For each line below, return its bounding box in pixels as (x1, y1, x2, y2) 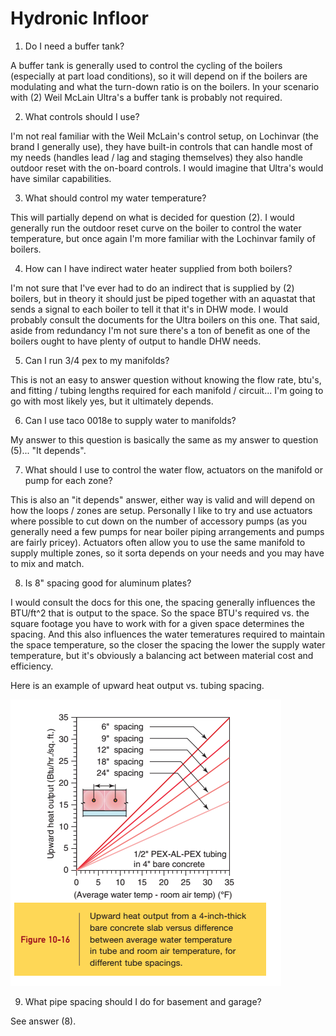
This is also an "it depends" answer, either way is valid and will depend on (10, 493, 316, 506)
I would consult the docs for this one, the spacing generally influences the (10, 596, 316, 608)
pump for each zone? (24, 474, 113, 486)
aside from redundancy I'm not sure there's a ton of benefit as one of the (10, 324, 311, 336)
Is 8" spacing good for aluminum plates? (24, 577, 192, 589)
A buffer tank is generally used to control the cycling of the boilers (10, 59, 283, 71)
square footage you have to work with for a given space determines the (10, 617, 305, 629)
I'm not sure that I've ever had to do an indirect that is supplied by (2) (10, 282, 295, 294)
